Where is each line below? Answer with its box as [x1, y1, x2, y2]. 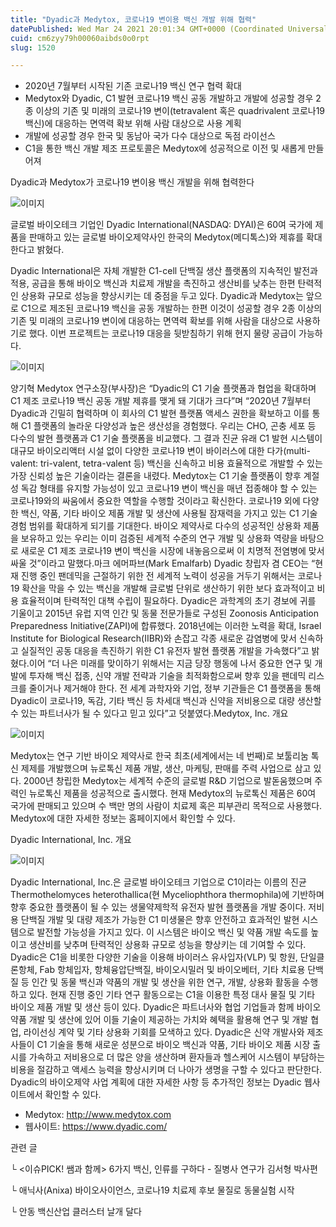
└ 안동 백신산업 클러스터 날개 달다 [10, 1206, 142, 1218]
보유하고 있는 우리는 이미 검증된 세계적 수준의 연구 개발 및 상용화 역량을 [20, 532, 298, 545]
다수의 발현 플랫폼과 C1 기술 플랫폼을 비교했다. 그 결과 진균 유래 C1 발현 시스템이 [10, 432, 323, 445]
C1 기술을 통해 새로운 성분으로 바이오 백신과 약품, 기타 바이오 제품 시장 [36, 1039, 311, 1051]
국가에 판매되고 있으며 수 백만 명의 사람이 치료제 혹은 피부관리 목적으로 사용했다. [10, 800, 323, 812]
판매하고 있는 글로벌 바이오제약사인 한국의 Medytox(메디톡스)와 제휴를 [28, 231, 304, 243]
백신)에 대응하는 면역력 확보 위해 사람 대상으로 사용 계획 [24, 117, 242, 130]
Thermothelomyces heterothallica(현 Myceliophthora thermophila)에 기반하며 [10, 889, 325, 901]
